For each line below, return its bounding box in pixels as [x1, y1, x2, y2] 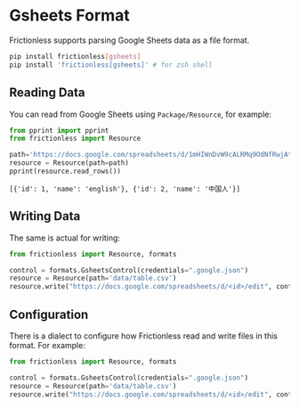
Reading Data [9, 86, 86, 101]
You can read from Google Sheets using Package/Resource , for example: [9, 109, 271, 119]
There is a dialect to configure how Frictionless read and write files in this [9, 330, 279, 341]
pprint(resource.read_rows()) [9, 167, 122, 175]
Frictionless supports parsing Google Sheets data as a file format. [9, 35, 250, 45]
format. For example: [9, 340, 86, 350]
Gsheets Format [9, 5, 131, 26]
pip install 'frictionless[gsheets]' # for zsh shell [9, 60, 214, 69]
